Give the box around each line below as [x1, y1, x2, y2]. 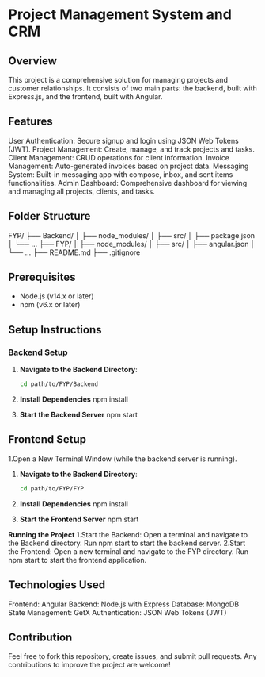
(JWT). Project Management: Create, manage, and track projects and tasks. [8, 144, 256, 154]
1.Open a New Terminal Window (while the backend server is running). [8, 454, 237, 464]
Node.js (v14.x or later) [19, 291, 94, 301]
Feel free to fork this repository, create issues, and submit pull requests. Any [8, 652, 257, 661]
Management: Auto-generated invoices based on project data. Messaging [8, 161, 249, 171]
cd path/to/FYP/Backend [19, 380, 99, 388]
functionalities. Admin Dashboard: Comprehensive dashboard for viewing [8, 178, 248, 187]
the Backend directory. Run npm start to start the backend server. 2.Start [8, 538, 246, 548]
